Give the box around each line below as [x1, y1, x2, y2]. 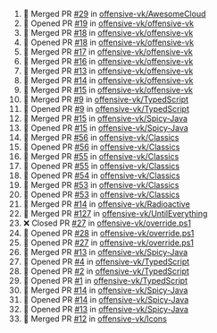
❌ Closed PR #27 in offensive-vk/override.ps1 [22, 218, 191, 228]
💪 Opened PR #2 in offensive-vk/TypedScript [22, 266, 190, 277]
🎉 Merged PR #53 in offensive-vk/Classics [22, 180, 179, 190]
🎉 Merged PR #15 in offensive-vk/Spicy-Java [22, 113, 188, 124]
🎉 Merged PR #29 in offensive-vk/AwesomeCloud [22, 9, 206, 19]
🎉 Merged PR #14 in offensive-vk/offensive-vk [22, 75, 194, 85]
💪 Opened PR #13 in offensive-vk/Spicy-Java [22, 304, 188, 314]
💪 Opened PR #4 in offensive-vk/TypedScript [22, 256, 190, 267]
